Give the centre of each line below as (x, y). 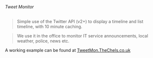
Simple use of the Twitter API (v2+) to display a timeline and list (80, 22)
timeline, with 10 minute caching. (49, 27)
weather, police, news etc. (43, 41)
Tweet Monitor (19, 7)
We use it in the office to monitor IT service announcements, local (83, 36)
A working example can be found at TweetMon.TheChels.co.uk (68, 50)
